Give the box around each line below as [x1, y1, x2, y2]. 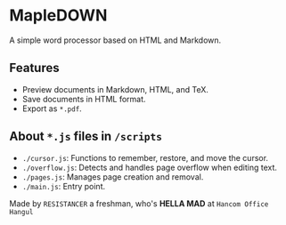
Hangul [9, 207, 34, 216]
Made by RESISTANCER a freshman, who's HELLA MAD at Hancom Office [9, 197, 269, 209]
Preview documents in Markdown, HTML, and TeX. [21, 84, 209, 94]
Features [9, 60, 60, 76]
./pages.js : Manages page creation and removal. [21, 171, 204, 182]
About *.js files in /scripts [9, 129, 163, 144]
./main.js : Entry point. [21, 181, 106, 191]
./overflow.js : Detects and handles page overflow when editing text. [21, 162, 278, 173]
